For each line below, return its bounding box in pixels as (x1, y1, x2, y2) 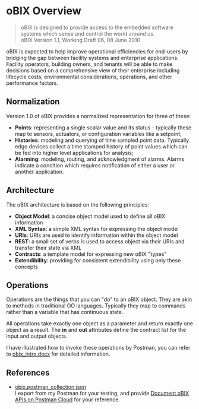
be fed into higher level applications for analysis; (14, 149, 134, 156)
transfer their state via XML (14, 244, 82, 251)
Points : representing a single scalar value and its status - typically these (14, 123, 192, 131)
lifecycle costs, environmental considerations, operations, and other (6, 73, 172, 80)
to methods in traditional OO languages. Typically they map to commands (6, 302, 186, 309)
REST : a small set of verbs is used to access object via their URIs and (14, 237, 185, 245)
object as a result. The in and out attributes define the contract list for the (6, 326, 187, 334)
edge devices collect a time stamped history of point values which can (14, 142, 188, 150)
